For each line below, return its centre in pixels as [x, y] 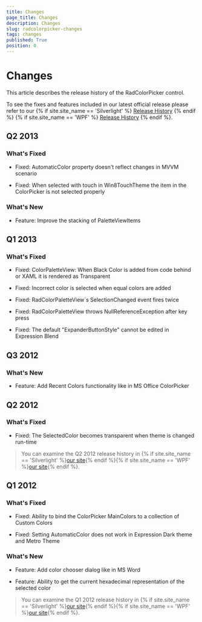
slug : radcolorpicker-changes [44, 29]
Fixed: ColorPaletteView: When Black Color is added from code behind [103, 270]
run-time [26, 442]
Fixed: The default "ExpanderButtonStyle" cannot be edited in [92, 330]
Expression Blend [37, 336]
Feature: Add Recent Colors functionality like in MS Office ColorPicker [102, 386]
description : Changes [34, 23]
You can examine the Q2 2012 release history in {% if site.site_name [106, 453]
